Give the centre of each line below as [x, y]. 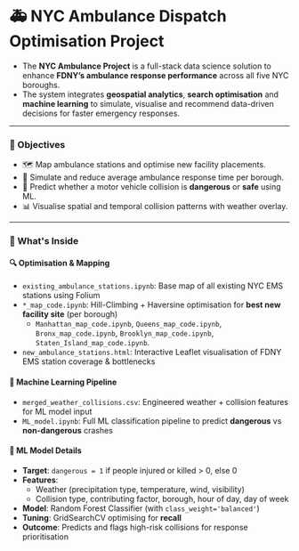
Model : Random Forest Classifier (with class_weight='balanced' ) [141, 508]
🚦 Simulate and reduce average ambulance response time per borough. [153, 177]
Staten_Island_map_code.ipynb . [93, 343]
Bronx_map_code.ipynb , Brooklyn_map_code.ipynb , [125, 333]
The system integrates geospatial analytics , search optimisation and [150, 94]
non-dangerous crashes [68, 430]
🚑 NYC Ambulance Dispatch [118, 16]
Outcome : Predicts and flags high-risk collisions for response [135, 527]
